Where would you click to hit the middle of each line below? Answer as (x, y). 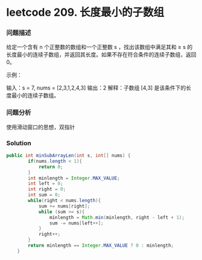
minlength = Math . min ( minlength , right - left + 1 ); (117, 217)
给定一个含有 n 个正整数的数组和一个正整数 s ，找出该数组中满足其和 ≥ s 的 (99, 47)
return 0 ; (51, 167)
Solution (19, 143)
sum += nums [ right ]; (64, 206)
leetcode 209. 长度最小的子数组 (85, 12)
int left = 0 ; (46, 184)
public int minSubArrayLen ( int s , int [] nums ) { (68, 156)
